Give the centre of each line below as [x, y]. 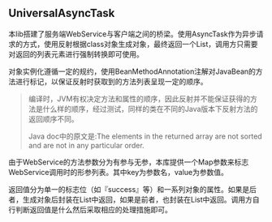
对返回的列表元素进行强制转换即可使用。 [76, 54]
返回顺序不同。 [53, 119]
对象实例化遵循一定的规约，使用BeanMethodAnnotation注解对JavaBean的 [132, 71]
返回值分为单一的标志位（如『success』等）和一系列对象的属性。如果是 [129, 189]
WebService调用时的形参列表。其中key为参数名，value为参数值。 [119, 172]
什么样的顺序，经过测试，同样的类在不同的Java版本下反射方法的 [150, 109]
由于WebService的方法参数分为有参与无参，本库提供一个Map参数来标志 [129, 162]
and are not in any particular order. [86, 145]
